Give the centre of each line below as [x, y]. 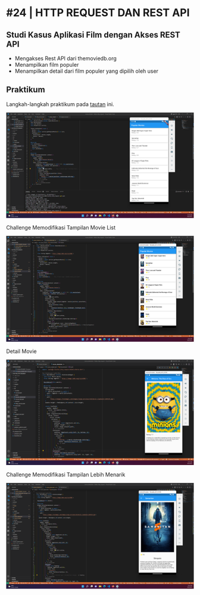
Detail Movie [21, 351]
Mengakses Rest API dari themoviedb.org [66, 58]
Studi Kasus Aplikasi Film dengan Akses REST [93, 35]
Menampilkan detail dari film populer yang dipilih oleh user [87, 71]
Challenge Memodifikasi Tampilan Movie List [61, 228]
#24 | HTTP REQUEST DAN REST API [98, 13]
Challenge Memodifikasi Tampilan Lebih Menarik [66, 475]
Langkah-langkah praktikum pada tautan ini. [60, 104]
